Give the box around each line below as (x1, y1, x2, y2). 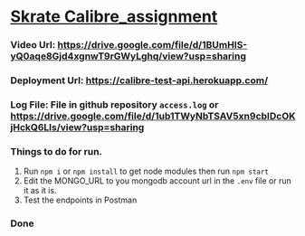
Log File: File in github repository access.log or (10, 98, 219, 110)
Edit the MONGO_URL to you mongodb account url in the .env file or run (23, 175, 292, 186)
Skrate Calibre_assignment (10, 6, 218, 27)
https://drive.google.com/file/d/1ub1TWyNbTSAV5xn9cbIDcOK (10, 109, 297, 122)
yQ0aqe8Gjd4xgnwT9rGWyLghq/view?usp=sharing (10, 50, 247, 62)
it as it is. (23, 185, 57, 196)
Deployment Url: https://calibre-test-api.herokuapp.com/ (10, 74, 269, 87)
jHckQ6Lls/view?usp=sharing (10, 120, 145, 133)
